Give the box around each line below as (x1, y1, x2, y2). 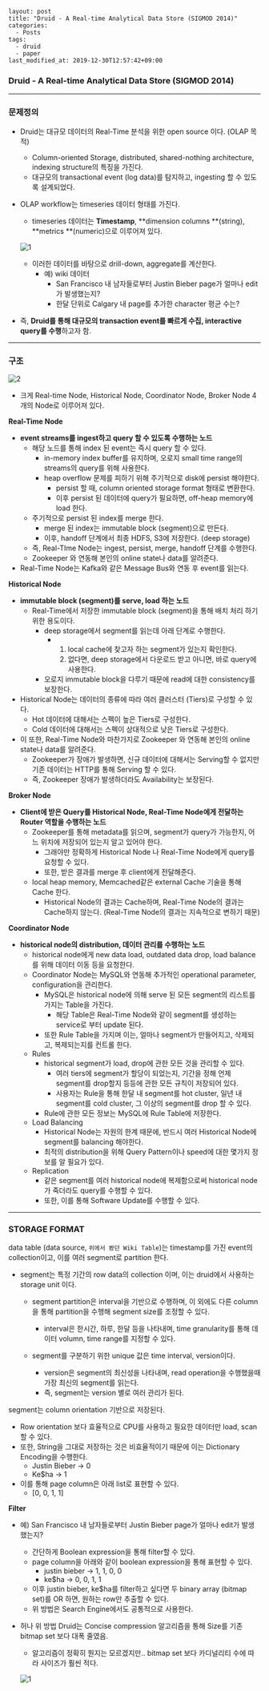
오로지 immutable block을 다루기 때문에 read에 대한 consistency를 (43, 674, 256, 684)
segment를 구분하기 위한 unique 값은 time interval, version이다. (31, 1351, 235, 1361)
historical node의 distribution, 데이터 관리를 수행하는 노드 (19, 940, 206, 949)
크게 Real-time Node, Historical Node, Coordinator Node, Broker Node (19, 390, 251, 400)
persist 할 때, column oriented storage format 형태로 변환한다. (55, 483, 255, 493)
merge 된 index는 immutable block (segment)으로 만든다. (43, 523, 229, 533)
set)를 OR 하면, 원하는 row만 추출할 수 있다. (31, 1594, 170, 1604)
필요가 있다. (66, 1157, 104, 1166)
